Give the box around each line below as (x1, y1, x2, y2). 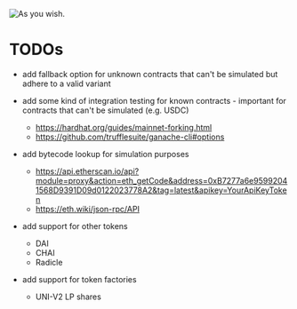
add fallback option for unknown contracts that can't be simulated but (21, 68, 278, 79)
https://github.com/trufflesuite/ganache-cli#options (35, 131, 225, 142)
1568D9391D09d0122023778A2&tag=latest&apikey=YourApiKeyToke (35, 185, 287, 195)
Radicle (35, 257, 63, 267)
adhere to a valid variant (21, 78, 111, 89)
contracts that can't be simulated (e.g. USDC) (21, 105, 189, 115)
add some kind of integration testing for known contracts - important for (21, 95, 287, 106)
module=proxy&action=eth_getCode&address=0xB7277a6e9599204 (35, 175, 288, 186)
